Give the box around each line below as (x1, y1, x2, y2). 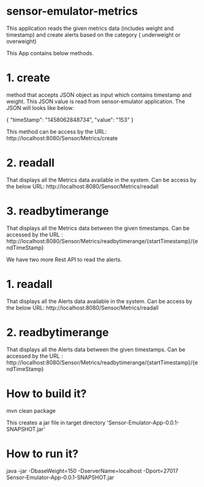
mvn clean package (6, 407, 56, 414)
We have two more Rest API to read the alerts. (6, 255, 122, 263)
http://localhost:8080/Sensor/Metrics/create (6, 134, 118, 142)
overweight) (6, 37, 37, 45)
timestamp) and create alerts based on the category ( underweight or (6, 31, 181, 38)
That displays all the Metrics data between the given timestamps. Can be (6, 224, 190, 232)
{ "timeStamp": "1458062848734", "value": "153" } (6, 116, 134, 123)
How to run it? (6, 447, 79, 461)
